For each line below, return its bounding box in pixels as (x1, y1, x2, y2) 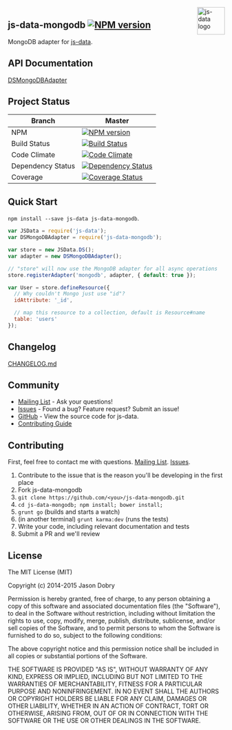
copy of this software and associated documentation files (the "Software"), (8, 602, 221, 610)
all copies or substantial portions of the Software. (8, 652, 147, 660)
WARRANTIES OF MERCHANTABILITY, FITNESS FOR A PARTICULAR (8, 680, 202, 688)
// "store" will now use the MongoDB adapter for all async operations (8, 265, 218, 272)
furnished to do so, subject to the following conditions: (8, 632, 162, 639)
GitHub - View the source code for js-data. (17, 413, 139, 421)
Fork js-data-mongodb (17, 486, 83, 494)
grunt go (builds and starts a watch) (17, 508, 120, 516)
